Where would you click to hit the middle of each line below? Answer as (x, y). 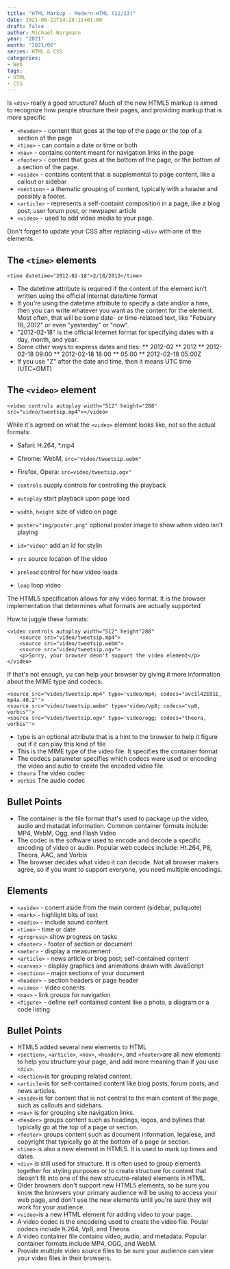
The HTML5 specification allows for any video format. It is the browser (106, 598)
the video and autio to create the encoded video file (90, 766)
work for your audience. (51, 1207)
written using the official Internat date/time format (87, 296)
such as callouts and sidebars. (60, 1105)
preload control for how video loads (67, 572)
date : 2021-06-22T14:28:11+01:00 (55, 20)
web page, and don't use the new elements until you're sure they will (114, 1200)
